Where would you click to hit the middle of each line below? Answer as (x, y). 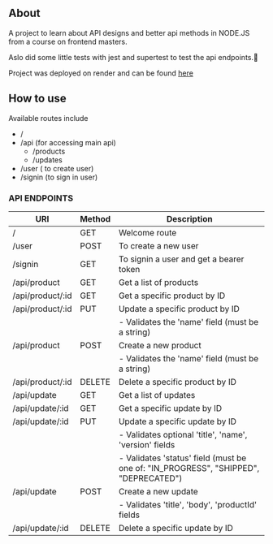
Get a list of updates (157, 395)
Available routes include (48, 118)
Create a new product (160, 345)
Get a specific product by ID (172, 296)
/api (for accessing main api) (68, 142)
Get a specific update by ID (170, 408)
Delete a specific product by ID (178, 382)
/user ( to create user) (57, 168)
